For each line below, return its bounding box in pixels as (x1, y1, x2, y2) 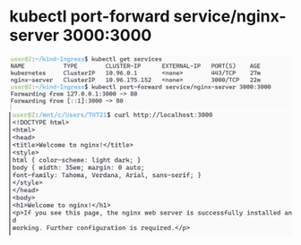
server (9, 25, 60, 46)
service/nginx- (173, 6, 287, 27)
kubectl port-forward (9, 6, 170, 27)
